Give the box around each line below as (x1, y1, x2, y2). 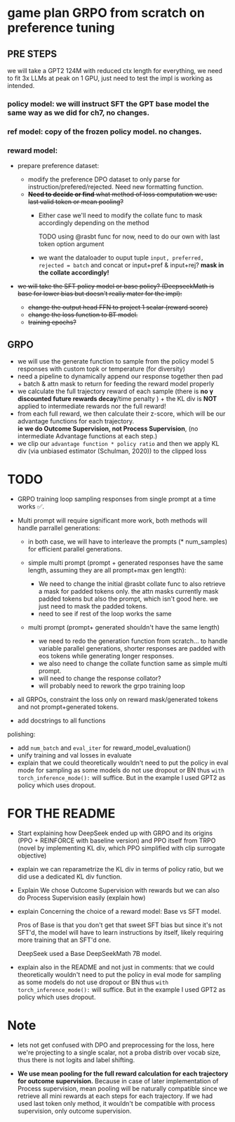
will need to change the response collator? (38, 674, 161, 682)
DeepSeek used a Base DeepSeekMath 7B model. (17, 949, 162, 957)
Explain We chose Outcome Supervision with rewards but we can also (17, 886, 220, 894)
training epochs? (27, 318, 77, 326)
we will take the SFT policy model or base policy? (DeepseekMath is (17, 282, 215, 291)
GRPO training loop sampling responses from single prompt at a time (17, 495, 216, 503)
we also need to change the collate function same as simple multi (38, 659, 228, 668)
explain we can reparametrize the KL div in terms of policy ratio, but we (17, 865, 224, 873)
